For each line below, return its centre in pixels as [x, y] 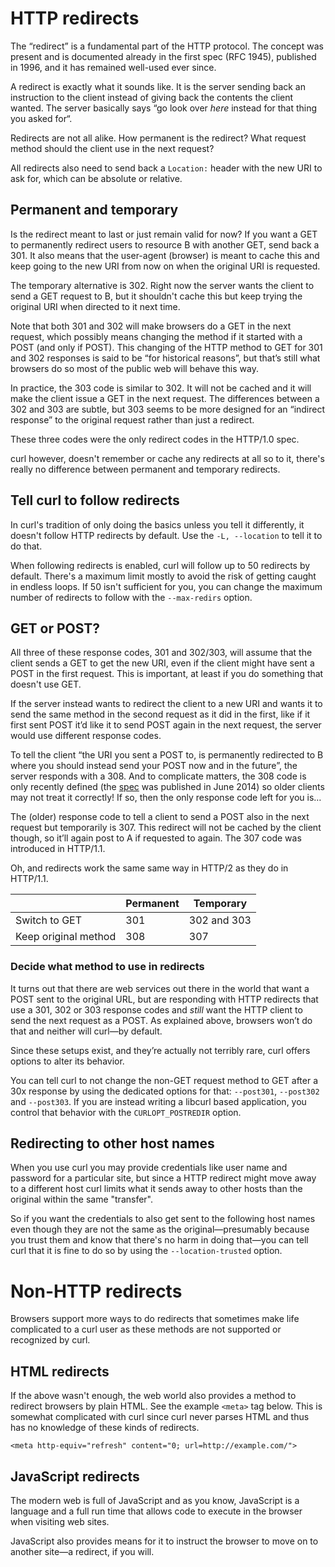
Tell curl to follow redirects [95, 500]
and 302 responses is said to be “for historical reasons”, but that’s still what [165, 358]
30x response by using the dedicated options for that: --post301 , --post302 [165, 1091]
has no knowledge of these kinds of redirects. [105, 1428]
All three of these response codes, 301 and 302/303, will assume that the [161, 653]
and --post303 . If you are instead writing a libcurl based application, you [158, 1101]
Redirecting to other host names [112, 1143]
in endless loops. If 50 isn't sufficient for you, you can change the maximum [166, 586]
